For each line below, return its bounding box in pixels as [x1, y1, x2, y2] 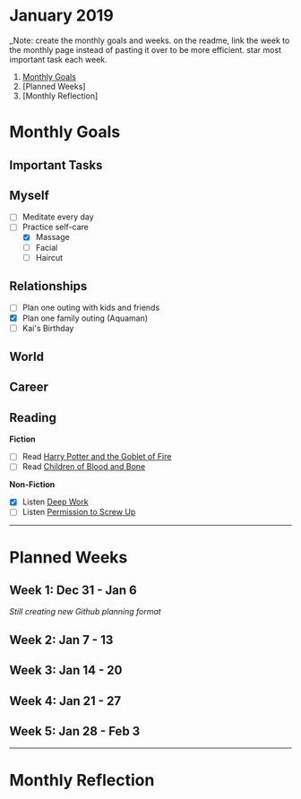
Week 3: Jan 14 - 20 [9, 663, 123, 678]
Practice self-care [21, 221, 90, 233]
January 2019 [9, 5, 114, 26]
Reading [9, 409, 56, 425]
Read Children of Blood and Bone [21, 461, 146, 472]
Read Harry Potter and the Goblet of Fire [21, 451, 172, 462]
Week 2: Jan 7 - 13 [9, 632, 114, 648]
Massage [35, 232, 70, 243]
